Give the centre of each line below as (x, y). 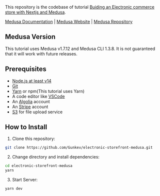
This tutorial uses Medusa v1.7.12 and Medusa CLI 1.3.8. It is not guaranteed (80, 49)
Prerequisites (26, 69)
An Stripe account (30, 107)
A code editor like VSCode (38, 96)
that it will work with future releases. (41, 53)
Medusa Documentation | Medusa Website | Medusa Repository (69, 22)
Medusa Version (30, 37)
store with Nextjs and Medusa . (36, 12)
